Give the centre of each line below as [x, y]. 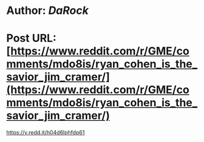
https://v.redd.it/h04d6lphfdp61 [46, 133]
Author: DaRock [48, 11]
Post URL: [31, 39]
